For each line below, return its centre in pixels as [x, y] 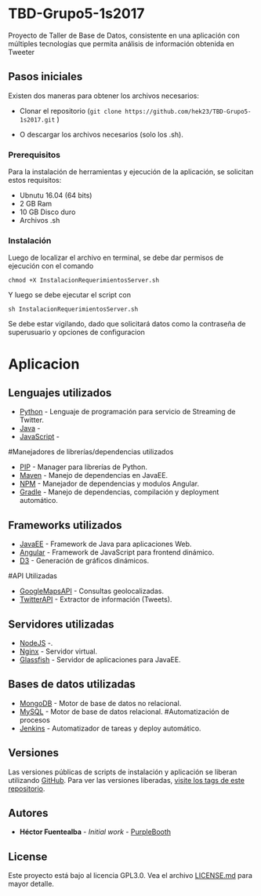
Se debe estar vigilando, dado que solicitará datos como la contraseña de [127, 324]
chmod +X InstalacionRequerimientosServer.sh [83, 280]
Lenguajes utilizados [60, 393]
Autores [28, 813]
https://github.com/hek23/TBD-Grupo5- [188, 111]
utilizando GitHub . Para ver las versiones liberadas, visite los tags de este [127, 780]
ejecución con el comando [51, 266]
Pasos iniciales [45, 76]
